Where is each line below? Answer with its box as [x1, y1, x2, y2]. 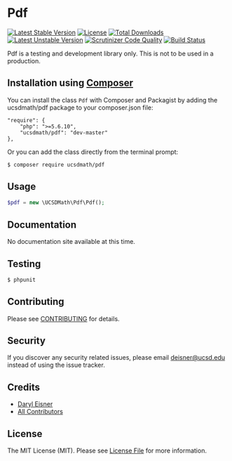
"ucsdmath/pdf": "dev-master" [20, 129, 109, 136]
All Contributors [17, 408, 63, 416]
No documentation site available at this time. [7, 238, 135, 246]
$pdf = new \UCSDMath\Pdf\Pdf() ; [7, 199, 105, 207]
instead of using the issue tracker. [7, 361, 105, 370]
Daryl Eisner [17, 400, 53, 408]
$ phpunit [7, 276, 36, 283]
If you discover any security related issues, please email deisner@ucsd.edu [7, 353, 226, 362]
